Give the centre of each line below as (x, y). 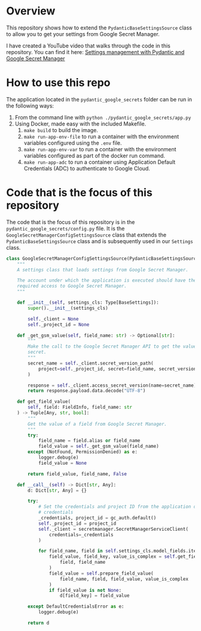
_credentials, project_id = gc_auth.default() (97, 518)
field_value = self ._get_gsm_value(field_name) (99, 446)
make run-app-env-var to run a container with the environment (100, 149)
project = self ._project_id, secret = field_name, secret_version (117, 369)
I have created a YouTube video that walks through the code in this (88, 46)
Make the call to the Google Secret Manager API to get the (104, 346)
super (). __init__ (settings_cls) (68, 308)
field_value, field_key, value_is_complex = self (112, 557)
